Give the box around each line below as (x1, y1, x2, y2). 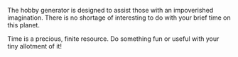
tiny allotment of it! (7, 42, 63, 50)
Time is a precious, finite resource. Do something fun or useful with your (7, 34, 220, 43)
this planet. (7, 21, 40, 29)
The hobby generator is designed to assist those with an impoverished (7, 6, 214, 14)
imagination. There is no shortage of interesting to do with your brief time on (7, 13, 231, 22)
